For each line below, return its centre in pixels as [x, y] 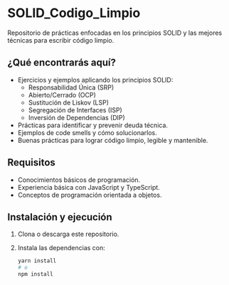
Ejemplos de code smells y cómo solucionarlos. [87, 132]
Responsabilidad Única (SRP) [71, 87]
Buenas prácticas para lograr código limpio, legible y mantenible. [113, 140]
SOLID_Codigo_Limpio [74, 13]
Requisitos [31, 162]
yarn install [37, 261]
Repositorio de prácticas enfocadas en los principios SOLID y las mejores [115, 33]
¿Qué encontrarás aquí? [62, 63]
